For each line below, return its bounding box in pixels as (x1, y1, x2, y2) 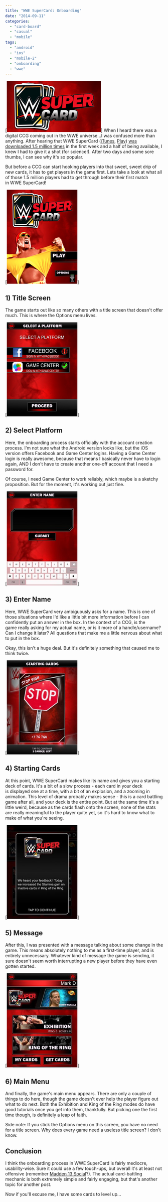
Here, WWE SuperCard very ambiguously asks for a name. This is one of (5, 609, 155, 615)
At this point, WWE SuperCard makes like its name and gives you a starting (5, 778, 160, 784)
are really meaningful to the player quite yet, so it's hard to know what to (5, 809, 155, 815)
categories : (5, 19, 30, 24)
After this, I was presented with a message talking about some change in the (5, 942, 163, 948)
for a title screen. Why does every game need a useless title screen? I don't (5, 1127, 161, 1133)
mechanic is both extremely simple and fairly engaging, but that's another (5, 1176, 158, 1182)
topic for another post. (5, 1181, 52, 1187)
